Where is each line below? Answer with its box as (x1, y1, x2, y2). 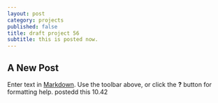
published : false (7, 23, 58, 30)
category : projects (7, 17, 64, 24)
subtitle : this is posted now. (7, 36, 99, 43)
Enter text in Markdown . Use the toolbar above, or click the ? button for (7, 80, 212, 88)
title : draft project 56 (7, 29, 80, 37)
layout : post (7, 10, 45, 17)
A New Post (7, 62, 59, 74)
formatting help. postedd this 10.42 (7, 88, 108, 96)
